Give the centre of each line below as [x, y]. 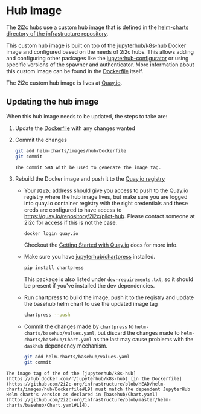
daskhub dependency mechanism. [65, 346]
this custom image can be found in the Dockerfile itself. [75, 71]
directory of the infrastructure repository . [57, 33]
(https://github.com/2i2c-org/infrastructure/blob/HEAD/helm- [86, 384]
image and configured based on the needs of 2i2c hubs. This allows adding [100, 51]
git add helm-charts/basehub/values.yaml [77, 357]
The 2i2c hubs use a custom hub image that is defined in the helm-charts [97, 27]
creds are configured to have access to [73, 210]
